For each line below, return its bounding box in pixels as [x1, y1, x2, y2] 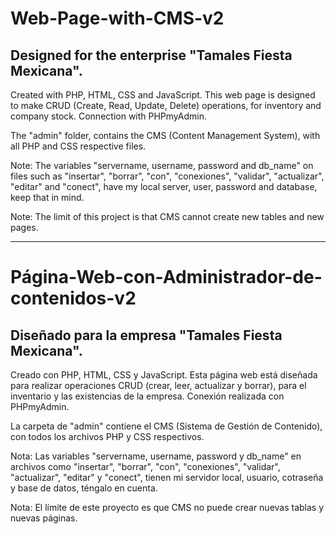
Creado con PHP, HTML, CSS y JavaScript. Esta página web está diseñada [10, 369, 318, 381]
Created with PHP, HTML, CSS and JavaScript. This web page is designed [10, 89, 316, 101]
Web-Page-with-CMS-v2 [10, 7, 225, 30]
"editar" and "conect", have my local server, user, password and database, [10, 181, 318, 192]
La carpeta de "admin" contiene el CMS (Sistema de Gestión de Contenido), [10, 420, 323, 432]
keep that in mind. [10, 192, 85, 203]
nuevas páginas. [10, 512, 78, 524]
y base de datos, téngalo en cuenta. [10, 482, 158, 494]
